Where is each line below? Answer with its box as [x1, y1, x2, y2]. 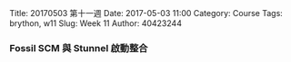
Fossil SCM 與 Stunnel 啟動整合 [9, 41, 148, 54]
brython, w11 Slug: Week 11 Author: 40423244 [9, 18, 182, 29]
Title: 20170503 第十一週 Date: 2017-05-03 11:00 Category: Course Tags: [9, 8, 284, 18]
